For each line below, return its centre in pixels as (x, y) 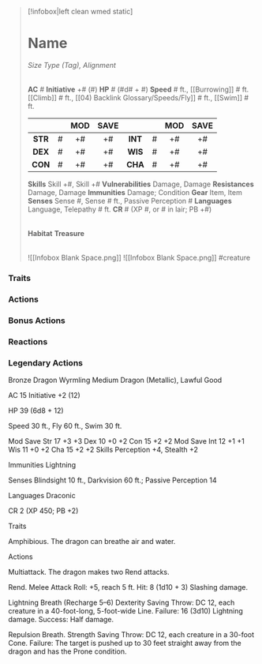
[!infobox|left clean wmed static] (80, 11)
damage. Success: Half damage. (61, 619)
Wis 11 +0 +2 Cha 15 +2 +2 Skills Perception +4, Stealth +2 (103, 449)
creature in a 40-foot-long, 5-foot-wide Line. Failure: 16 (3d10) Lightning (125, 610)
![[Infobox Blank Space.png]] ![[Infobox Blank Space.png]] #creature (139, 257)
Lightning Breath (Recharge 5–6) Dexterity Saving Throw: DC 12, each (122, 602)
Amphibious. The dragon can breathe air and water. (92, 541)
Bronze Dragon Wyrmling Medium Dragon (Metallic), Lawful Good (115, 380)
